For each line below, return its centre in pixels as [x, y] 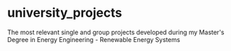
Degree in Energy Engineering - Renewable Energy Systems [94, 39]
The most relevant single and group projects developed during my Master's [116, 32]
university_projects [65, 13]
